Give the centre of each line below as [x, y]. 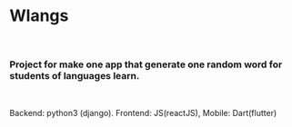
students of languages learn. [75, 75]
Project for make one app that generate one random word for [146, 64]
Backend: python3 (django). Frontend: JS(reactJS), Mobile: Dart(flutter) [143, 113]
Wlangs [39, 16]
